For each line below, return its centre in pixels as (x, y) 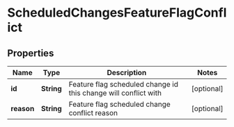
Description (127, 73)
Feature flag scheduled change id (124, 84)
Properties (31, 53)
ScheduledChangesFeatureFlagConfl (117, 13)
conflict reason (93, 113)
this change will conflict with (115, 93)
